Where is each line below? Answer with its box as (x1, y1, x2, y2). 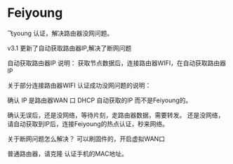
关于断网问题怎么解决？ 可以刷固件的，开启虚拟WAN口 (7, 135, 166, 143)
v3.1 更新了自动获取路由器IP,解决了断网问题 (7, 43, 132, 52)
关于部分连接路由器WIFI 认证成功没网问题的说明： (7, 81, 152, 89)
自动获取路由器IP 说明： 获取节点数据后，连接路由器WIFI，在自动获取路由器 (7, 58, 227, 67)
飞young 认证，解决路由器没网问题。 (7, 29, 114, 37)
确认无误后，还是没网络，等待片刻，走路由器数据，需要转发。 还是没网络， (7, 111, 225, 119)
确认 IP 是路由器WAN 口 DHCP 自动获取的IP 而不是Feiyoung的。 (7, 96, 192, 104)
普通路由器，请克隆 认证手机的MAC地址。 (7, 149, 128, 158)
